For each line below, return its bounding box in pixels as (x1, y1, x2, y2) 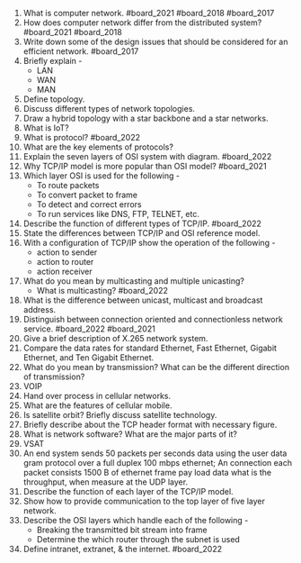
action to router (36, 257, 94, 267)
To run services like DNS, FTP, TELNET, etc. (36, 209, 200, 219)
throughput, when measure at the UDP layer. (22, 477, 188, 487)
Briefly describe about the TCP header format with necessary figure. (22, 419, 278, 430)
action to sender (36, 247, 98, 258)
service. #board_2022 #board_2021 (22, 323, 155, 334)
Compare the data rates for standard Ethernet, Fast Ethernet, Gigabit (22, 342, 278, 353)
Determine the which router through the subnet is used (36, 534, 241, 544)
